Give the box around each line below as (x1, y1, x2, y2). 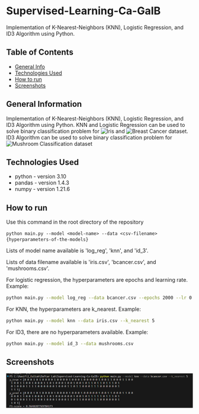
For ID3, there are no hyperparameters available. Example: (6, 328, 149, 336)
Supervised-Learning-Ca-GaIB (6, 4, 161, 18)
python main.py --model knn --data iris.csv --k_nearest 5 (6, 318, 155, 324)
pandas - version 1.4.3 (14, 179, 69, 186)
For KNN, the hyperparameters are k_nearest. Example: (6, 305, 141, 313)
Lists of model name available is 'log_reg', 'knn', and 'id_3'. (6, 247, 149, 254)
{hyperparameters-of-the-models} (6, 237, 89, 243)
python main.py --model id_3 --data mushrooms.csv (6, 340, 134, 346)
